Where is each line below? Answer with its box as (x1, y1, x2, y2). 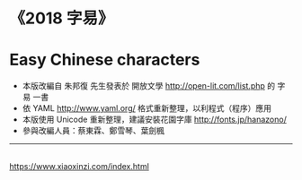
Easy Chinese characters (9, 50, 200, 70)
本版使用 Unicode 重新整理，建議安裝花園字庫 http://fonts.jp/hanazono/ (22, 114, 288, 125)
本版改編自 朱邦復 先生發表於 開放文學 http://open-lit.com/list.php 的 (22, 81, 276, 91)
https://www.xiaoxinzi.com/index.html (9, 161, 150, 172)
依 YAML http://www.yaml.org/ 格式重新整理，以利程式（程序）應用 (22, 103, 272, 114)
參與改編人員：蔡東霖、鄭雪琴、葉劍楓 (22, 125, 164, 136)
